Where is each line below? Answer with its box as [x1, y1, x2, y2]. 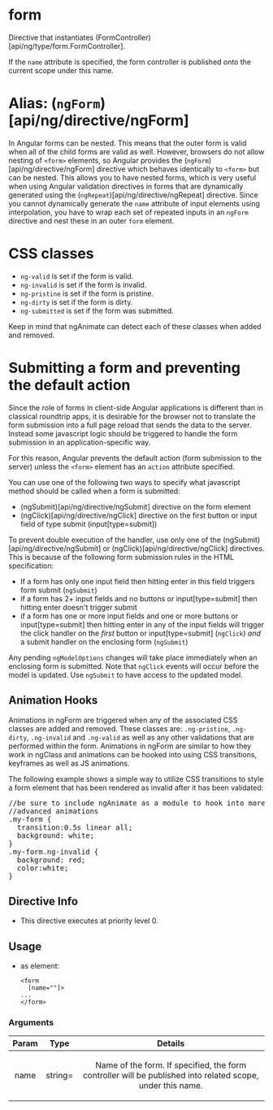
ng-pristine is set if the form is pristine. [19, 288, 154, 298]
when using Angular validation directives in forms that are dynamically [8, 181, 244, 191]
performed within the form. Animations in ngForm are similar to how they [8, 741, 252, 751]
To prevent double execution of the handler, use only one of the [8, 535, 222, 544]
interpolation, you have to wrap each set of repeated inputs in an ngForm [8, 207, 249, 217]
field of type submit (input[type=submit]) [19, 518, 158, 529]
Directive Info [8, 894, 79, 908]
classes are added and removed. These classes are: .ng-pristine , [8, 723, 231, 733]
